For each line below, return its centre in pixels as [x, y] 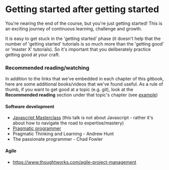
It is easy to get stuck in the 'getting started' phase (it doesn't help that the [83, 38]
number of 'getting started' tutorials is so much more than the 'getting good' [85, 44]
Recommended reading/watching [47, 68]
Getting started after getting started [82, 9]
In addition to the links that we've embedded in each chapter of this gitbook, [85, 79]
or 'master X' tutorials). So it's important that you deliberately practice [78, 49]
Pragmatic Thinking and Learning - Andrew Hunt [63, 134]
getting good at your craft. [33, 55]
